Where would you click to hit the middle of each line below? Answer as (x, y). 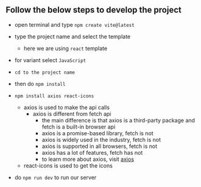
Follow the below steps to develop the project (94, 10)
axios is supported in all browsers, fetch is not (100, 146)
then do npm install (40, 83)
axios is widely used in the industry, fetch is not (101, 139)
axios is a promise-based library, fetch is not (97, 133)
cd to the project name (45, 72)
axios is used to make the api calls (67, 107)
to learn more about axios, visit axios (88, 159)
